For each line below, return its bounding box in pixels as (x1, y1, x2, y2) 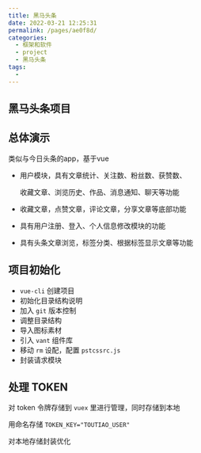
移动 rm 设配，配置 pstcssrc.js (19, 345, 121, 355)
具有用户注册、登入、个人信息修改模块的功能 (19, 221, 166, 230)
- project (15, 48, 47, 56)
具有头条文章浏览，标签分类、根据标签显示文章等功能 (19, 238, 194, 247)
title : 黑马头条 (8, 11, 57, 20)
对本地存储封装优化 (8, 436, 71, 446)
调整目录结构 (19, 315, 62, 325)
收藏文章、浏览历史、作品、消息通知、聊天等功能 (19, 187, 180, 196)
